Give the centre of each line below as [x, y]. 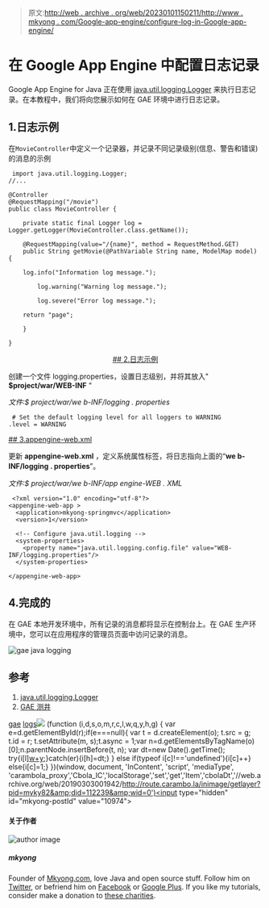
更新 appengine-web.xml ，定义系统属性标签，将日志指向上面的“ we [122, 456]
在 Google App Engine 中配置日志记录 [134, 66]
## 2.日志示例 [135, 359]
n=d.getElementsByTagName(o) [202, 741]
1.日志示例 [34, 127]
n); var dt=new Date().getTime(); [171, 750]
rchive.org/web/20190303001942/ [65, 784]
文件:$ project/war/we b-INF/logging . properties [89, 402]
